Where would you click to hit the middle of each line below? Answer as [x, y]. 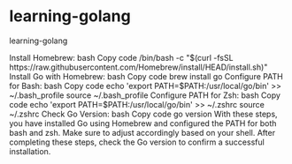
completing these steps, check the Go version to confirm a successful [137, 142]
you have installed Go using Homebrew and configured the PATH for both [143, 123]
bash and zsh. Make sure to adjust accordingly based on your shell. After [142, 132]
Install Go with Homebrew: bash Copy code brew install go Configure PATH [146, 76]
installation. [30, 151]
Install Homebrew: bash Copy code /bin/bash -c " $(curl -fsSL [121, 57]
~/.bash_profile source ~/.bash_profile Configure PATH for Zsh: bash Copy [145, 95]
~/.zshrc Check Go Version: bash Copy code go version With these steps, [143, 114]
